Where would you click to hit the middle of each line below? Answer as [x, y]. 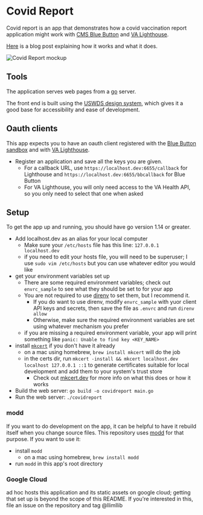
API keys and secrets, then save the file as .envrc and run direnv [114, 308]
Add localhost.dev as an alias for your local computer [81, 239]
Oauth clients [32, 129]
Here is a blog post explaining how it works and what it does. [82, 46]
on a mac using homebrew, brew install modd [81, 457]
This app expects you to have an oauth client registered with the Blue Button [101, 143]
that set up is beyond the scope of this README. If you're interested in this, [100, 499]
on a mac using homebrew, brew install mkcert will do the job [102, 352]
